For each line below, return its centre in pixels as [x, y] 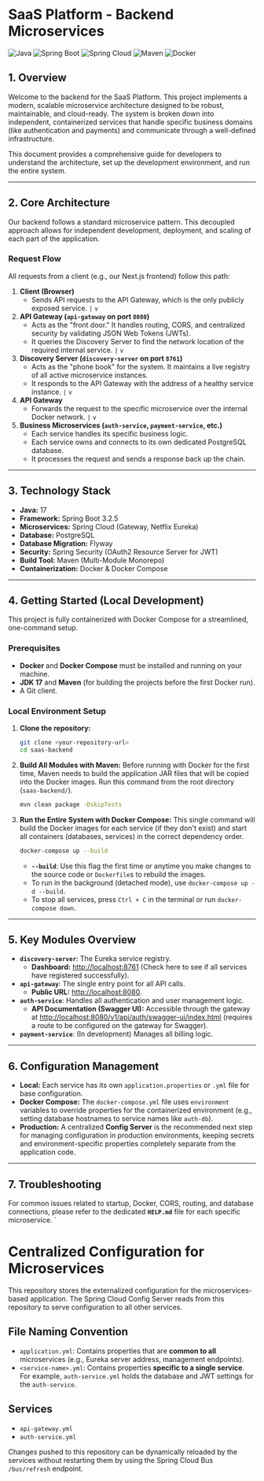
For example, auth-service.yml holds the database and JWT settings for [136, 1375]
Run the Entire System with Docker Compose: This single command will [137, 819]
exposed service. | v [64, 308]
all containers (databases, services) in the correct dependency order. [132, 836]
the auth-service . [48, 1384]
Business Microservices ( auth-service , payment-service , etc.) [121, 425]
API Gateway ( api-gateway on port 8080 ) [84, 316]
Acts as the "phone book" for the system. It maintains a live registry [141, 366]
